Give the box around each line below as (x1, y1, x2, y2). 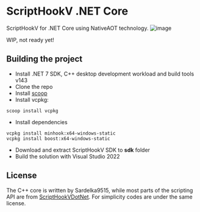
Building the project (6, 54, 83, 65)
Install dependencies (15, 118, 68, 125)
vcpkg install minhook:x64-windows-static (6, 130, 116, 136)
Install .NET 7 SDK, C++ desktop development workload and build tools (15, 70, 195, 77)
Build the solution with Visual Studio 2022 (15, 152, 120, 160)
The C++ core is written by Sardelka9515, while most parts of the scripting (6, 186, 193, 194)
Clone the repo (15, 83, 53, 90)
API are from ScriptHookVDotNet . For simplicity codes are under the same (6, 193, 193, 200)
